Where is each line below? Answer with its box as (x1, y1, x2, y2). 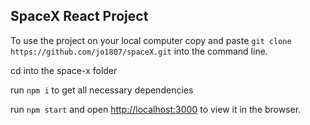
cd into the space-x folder (10, 64, 118, 76)
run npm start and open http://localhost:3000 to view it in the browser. (10, 103, 302, 115)
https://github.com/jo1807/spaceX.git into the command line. (10, 45, 268, 57)
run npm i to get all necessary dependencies (10, 84, 194, 96)
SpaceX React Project (10, 8, 149, 25)
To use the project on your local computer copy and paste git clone (10, 34, 292, 46)
